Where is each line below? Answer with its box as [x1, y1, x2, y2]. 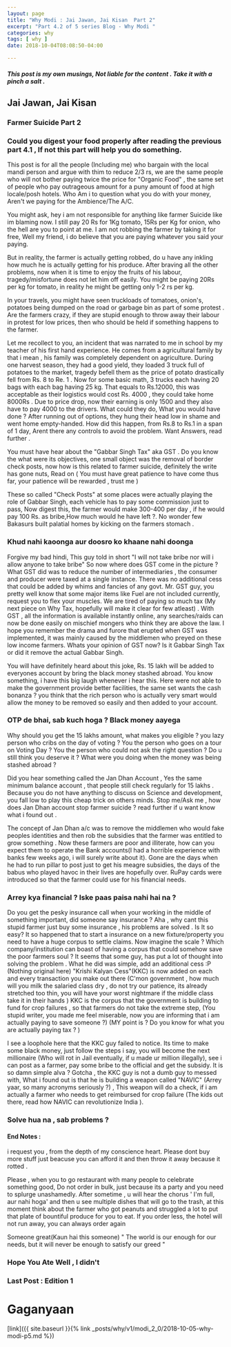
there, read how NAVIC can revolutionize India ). [7, 1098, 143, 1106]
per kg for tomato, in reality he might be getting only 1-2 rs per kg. [7, 283, 194, 291]
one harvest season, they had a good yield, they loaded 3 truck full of [7, 361, 205, 370]
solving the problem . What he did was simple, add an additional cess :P [7, 959, 212, 968]
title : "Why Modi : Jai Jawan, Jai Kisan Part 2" [7, 17, 156, 23]
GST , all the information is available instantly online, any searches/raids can [7, 611, 224, 620]
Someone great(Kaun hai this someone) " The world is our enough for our [7, 1233, 217, 1241]
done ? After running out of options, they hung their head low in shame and [7, 412, 221, 421]
